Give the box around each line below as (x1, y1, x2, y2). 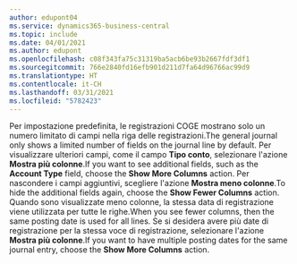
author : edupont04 (9, 13, 78, 22)
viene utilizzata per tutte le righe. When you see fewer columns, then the (9, 207, 275, 217)
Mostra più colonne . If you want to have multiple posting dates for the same (9, 234, 288, 246)
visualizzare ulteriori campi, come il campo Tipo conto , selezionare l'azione (9, 149, 288, 160)
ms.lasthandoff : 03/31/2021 (9, 88, 115, 97)
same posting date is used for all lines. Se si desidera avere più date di (9, 216, 269, 226)
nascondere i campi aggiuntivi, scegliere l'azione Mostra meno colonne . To (9, 178, 286, 189)
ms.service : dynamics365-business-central (9, 21, 170, 30)
